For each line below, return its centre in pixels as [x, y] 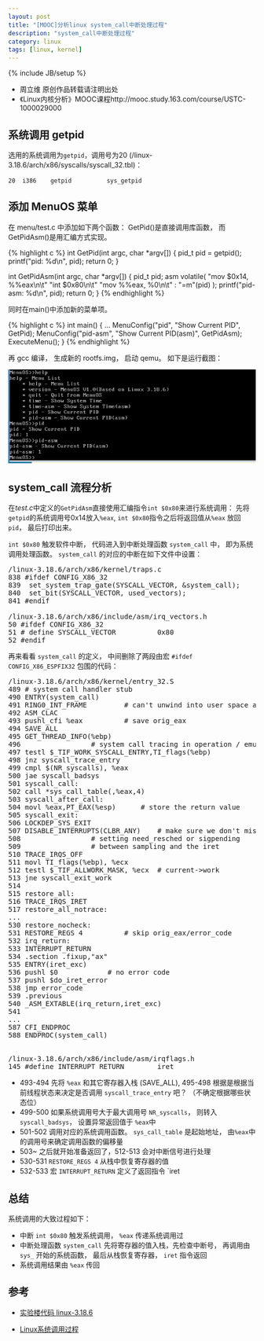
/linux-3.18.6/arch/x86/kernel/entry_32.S [91, 682]
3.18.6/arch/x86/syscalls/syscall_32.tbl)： [75, 164]
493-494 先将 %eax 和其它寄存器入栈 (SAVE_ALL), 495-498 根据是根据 [133, 1083]
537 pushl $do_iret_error [58, 980]
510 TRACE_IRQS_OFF [46, 854]
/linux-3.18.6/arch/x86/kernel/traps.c [85, 569]
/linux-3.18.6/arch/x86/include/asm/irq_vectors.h [108, 617]
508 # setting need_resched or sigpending [125, 839]
